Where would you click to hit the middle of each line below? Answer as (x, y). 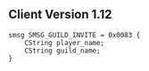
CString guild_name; (62, 51)
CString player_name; (64, 43)
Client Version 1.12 (60, 15)
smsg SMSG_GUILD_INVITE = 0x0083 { (74, 35)
